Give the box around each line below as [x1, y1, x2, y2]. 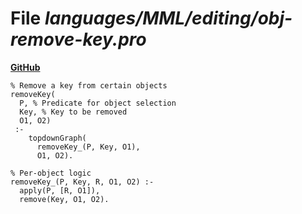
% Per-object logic [10, 168, 92, 178]
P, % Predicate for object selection [19, 98, 177, 108]
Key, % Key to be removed [19, 107, 128, 117]
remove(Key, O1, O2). [19, 194, 110, 204]
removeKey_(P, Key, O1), [36, 142, 141, 152]
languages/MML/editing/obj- [44, 7, 293, 30]
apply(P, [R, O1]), [19, 185, 101, 196]
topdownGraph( [28, 133, 87, 143]
